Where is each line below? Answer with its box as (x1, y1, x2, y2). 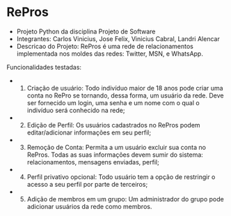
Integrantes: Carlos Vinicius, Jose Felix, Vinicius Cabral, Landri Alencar (16, 34, 220, 43)
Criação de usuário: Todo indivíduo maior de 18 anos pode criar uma (26, 84, 223, 92)
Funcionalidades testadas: (6, 63, 81, 71)
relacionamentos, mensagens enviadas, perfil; (26, 157, 159, 166)
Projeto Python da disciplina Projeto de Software (16, 27, 156, 36)
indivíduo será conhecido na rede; (26, 106, 125, 114)
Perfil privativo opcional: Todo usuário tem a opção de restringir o (26, 172, 216, 181)
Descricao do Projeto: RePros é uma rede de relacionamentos (16, 42, 194, 50)
